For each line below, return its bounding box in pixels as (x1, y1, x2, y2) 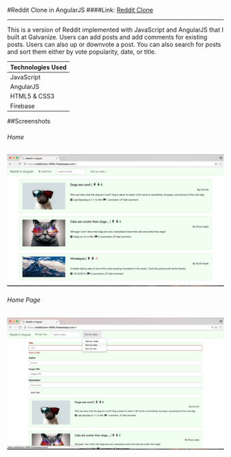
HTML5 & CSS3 (10, 92, 55, 101)
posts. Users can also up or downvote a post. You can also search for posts (7, 41, 221, 48)
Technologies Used (10, 63, 67, 71)
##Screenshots (7, 117, 51, 125)
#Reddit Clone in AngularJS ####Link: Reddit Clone (7, 6, 153, 14)
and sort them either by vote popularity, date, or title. (7, 48, 157, 56)
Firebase (10, 101, 35, 110)
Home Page (7, 296, 41, 304)
